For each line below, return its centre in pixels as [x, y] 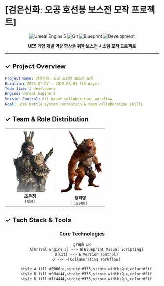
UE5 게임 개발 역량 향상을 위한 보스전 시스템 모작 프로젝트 [82, 46]
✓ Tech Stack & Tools [38, 220]
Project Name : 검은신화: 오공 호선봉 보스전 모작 [49, 78]
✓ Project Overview [36, 66]
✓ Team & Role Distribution [47, 120]
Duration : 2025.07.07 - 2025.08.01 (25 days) [52, 84]
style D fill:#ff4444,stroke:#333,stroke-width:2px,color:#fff [86, 279]
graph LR [82, 244]
